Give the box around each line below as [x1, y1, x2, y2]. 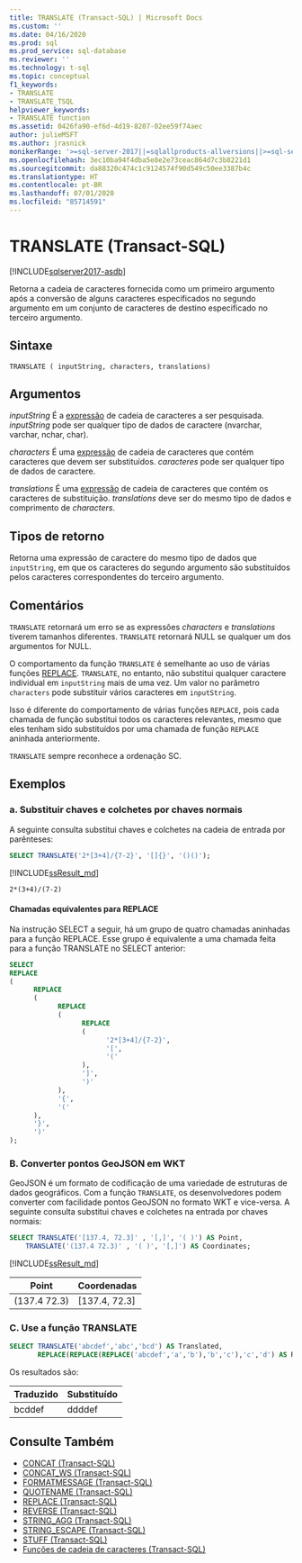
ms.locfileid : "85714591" [9, 197, 106, 207]
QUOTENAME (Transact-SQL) [22, 1486, 133, 1497]
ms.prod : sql [9, 38, 58, 48]
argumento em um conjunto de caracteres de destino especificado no [9, 303, 268, 313]
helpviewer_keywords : [9, 105, 91, 114]
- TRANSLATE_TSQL [9, 96, 75, 106]
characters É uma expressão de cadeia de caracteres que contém [9, 447, 254, 457]
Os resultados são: [9, 1367, 79, 1378]
